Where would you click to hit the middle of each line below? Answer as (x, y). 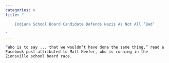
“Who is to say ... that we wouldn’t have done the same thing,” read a (85, 47)
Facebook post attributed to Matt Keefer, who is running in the (77, 52)
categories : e (21, 10)
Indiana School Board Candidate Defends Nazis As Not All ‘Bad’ (85, 24)
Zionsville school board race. (39, 56)
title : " (15, 15)
